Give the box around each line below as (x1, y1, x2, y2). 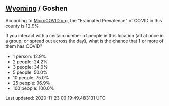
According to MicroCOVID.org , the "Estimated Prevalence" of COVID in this (5, 17, 162, 23)
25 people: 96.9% (12, 80, 51, 86)
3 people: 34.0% (12, 64, 48, 70)
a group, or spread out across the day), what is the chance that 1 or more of (5, 38, 164, 44)
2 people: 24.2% (12, 58, 48, 65)
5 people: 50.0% (12, 69, 48, 75)
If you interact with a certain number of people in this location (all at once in (5, 32, 164, 38)
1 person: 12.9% (12, 53, 47, 59)
